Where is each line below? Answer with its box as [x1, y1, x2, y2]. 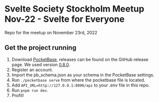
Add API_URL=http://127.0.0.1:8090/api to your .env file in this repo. [11, 82, 150, 88]
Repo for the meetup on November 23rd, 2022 [4, 29, 97, 35]
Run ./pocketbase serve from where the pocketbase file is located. [11, 77, 145, 83]
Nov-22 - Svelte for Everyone [4, 14, 125, 25]
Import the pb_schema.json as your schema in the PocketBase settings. [11, 72, 155, 78]
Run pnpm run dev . [11, 87, 48, 93]
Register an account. [11, 67, 53, 73]
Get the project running [4, 44, 77, 52]
